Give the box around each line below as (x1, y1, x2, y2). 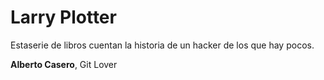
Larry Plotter (10, 6, 117, 29)
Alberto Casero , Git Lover (10, 58, 118, 70)
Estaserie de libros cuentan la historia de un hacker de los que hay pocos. (10, 39, 315, 51)
